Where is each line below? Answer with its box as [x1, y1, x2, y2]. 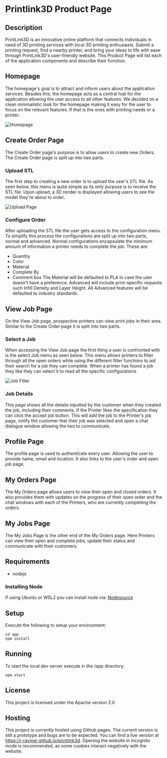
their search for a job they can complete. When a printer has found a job [5, 363, 154, 369]
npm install [5, 636, 30, 641]
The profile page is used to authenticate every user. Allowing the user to [5, 450, 154, 457]
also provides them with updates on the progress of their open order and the [5, 494, 163, 500]
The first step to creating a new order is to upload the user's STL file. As [5, 178, 154, 184]
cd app [5, 632, 19, 637]
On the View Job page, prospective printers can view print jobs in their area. [5, 318, 162, 324]
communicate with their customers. [5, 543, 78, 549]
